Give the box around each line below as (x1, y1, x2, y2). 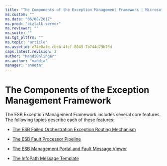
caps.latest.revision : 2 (5, 49, 57, 54)
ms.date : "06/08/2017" (5, 16, 52, 21)
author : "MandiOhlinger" (5, 53, 57, 59)
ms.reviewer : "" (5, 26, 39, 31)
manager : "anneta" (5, 63, 43, 68)
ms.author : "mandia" (5, 58, 48, 63)
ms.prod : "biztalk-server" (5, 21, 61, 26)
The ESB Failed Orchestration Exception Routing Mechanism (12, 127, 136, 133)
